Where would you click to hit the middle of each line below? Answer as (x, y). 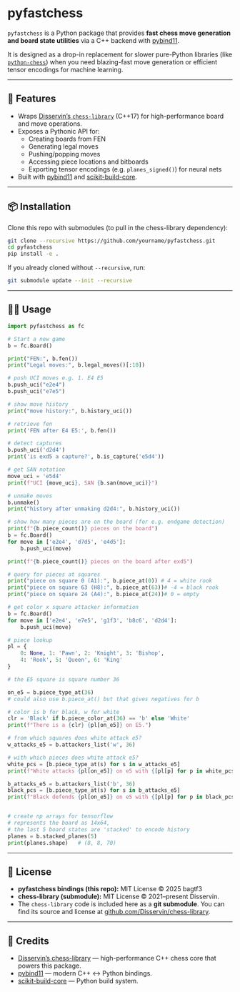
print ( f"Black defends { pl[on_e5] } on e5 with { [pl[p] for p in (105, 797)
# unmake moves (30, 496)
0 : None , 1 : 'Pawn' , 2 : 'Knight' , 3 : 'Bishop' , (92, 653)
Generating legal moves (63, 146)
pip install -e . (33, 254)
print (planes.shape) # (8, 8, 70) (62, 843)
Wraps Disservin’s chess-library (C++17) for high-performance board (121, 116)
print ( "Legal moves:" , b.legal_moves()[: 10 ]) (76, 365)
